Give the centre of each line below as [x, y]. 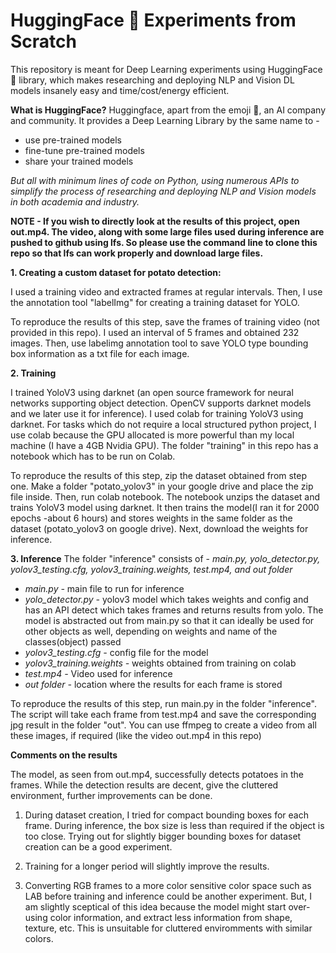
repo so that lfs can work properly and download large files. [137, 253]
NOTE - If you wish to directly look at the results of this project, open [155, 221]
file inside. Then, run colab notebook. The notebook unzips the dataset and [165, 496]
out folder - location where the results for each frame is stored [153, 684]
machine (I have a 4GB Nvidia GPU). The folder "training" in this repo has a [164, 445]
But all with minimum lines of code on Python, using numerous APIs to [155, 180]
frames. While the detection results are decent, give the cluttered [144, 785]
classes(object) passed [73, 641]
